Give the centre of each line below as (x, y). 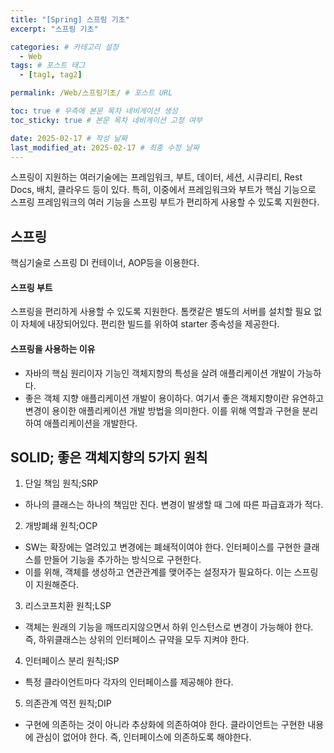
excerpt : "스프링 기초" (54, 29)
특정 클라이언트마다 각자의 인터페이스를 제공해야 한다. (129, 682)
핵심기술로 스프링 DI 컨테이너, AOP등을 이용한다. (105, 263)
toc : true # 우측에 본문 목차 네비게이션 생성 (94, 111)
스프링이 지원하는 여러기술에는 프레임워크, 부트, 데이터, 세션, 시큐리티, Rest (156, 177)
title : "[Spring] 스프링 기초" (70, 19)
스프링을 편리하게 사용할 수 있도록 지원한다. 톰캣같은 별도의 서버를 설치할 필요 (161, 312)
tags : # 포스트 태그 (48, 66)
